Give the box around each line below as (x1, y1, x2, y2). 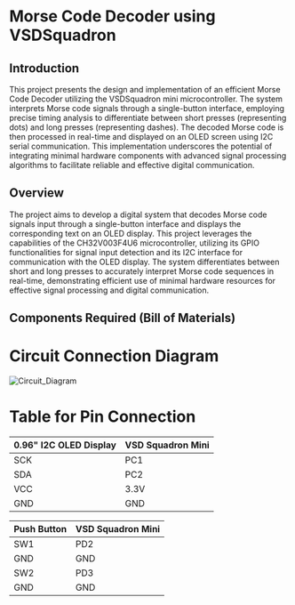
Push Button (13, 523, 68, 536)
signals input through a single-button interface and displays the (9, 218, 242, 229)
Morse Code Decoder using (9, 6, 216, 27)
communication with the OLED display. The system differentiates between (9, 256, 280, 267)
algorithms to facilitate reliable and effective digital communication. (9, 160, 255, 170)
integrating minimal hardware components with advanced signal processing (9, 150, 287, 161)
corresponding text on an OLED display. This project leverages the (9, 228, 252, 238)
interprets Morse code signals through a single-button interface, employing (9, 103, 284, 113)
